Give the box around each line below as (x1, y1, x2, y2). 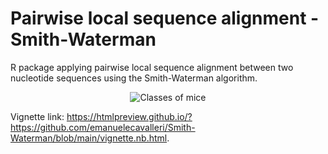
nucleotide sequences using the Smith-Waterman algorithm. (10, 72, 258, 84)
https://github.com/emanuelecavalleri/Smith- (10, 121, 196, 133)
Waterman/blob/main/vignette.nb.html (10, 132, 168, 144)
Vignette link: (10, 110, 65, 122)
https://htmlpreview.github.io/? (66, 110, 193, 122)
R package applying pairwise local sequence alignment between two (10, 61, 294, 73)
